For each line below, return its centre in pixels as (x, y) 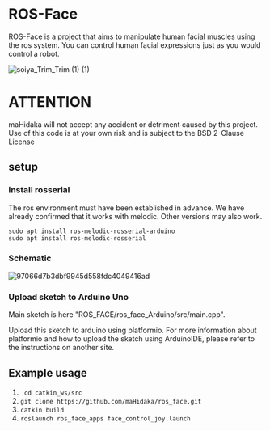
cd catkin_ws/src (53, 393)
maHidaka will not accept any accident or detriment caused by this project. (133, 124)
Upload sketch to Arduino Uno (69, 297)
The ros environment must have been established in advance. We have (127, 208)
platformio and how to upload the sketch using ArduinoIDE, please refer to (132, 339)
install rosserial (39, 190)
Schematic (30, 258)
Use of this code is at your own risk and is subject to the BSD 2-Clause (127, 133)
